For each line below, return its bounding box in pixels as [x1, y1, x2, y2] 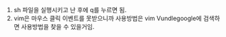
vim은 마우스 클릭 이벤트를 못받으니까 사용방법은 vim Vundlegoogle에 [13, 14, 202, 22]
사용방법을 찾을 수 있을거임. [21, 23, 95, 30]
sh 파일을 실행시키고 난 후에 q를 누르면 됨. [13, 6, 127, 13]
